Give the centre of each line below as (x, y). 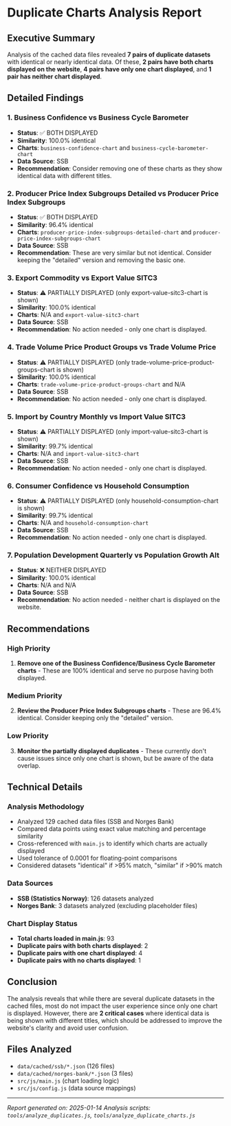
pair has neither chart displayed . (54, 76)
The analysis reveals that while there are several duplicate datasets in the (111, 998)
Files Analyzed (40, 1049)
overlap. (29, 766)
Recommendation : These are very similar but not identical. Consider (114, 252)
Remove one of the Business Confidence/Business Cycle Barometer (116, 663)
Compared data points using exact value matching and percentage (111, 829)
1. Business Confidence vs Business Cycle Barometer (98, 118)
